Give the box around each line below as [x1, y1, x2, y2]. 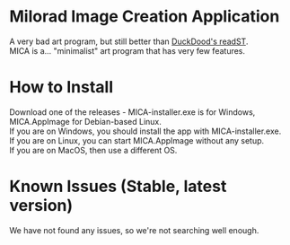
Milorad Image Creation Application [9, 6, 280, 27]
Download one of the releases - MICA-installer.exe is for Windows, [9, 106, 256, 118]
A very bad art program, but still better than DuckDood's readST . [9, 36, 249, 47]
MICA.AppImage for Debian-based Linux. [9, 116, 162, 127]
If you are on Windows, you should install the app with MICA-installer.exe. [9, 126, 282, 136]
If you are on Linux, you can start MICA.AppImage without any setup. [9, 135, 265, 145]
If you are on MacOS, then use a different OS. [9, 144, 178, 155]
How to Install [9, 77, 114, 98]
